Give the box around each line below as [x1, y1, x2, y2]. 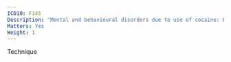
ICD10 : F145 [7, 10, 41, 17]
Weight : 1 [7, 29, 36, 36]
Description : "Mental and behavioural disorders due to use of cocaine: [7, 16, 220, 23]
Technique [7, 48, 38, 56]
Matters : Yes [7, 22, 45, 29]
